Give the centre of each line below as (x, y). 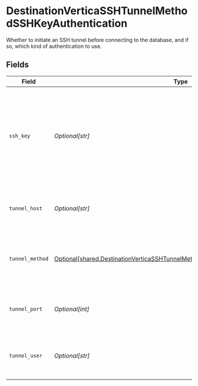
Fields (18, 65)
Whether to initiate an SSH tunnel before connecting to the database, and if (97, 40)
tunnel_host (26, 208)
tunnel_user (26, 356)
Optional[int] (72, 309)
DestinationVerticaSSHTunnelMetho (97, 11)
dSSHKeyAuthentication (67, 23)
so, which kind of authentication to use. (54, 46)
